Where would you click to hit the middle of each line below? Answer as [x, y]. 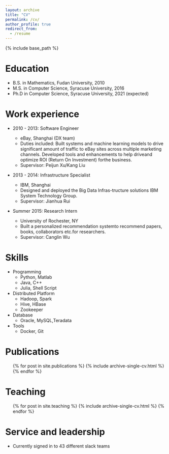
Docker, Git [32, 331]
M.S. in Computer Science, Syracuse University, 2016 [68, 88]
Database [23, 315]
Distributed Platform [33, 293]
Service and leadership [55, 432]
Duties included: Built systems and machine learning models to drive [92, 144]
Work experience [42, 114]
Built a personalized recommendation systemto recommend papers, [91, 226]
